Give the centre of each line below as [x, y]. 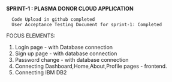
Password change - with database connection [72, 60]
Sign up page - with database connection [66, 53]
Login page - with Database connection [64, 47]
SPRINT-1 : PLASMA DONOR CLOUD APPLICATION [70, 9]
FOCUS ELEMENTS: [31, 36]
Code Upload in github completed [53, 20]
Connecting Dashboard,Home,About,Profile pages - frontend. [91, 66]
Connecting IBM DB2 [41, 72]
